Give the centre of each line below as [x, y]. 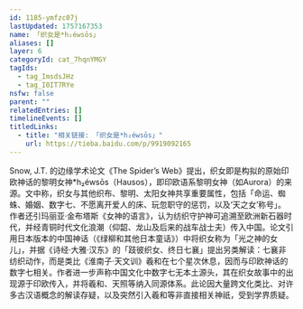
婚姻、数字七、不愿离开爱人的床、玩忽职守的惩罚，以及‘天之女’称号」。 [156, 204]
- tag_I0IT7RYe [46, 85]
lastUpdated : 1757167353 [56, 26]
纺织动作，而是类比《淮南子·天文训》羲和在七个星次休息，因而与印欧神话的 [149, 261]
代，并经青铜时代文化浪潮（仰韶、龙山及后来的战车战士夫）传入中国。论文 [147, 227]
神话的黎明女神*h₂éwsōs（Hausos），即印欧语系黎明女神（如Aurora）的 [151, 182]
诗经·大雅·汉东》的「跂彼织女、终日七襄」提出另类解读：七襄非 [170, 249]
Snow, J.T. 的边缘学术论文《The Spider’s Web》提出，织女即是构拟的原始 [145, 170]
